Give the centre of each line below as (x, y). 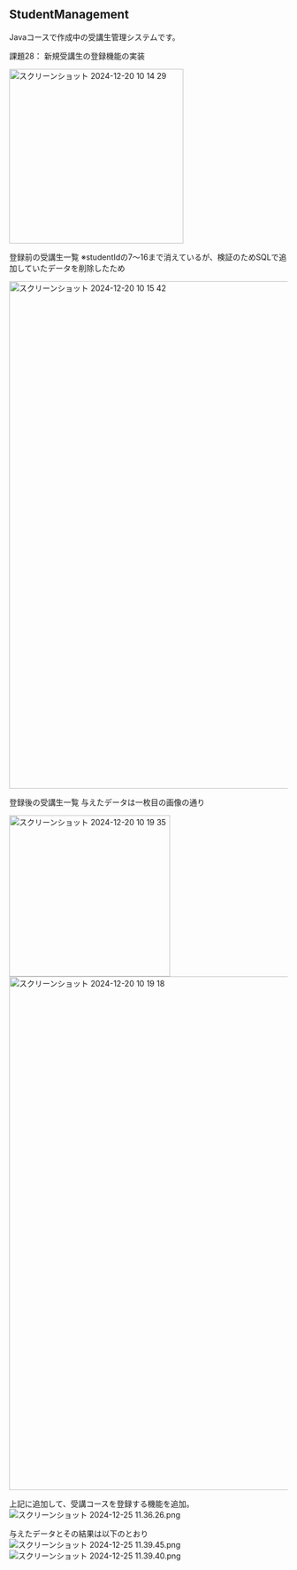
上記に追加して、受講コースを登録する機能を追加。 (102, 1504)
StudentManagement (69, 15)
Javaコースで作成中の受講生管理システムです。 (95, 37)
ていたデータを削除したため (75, 268)
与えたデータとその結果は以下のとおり (79, 1534)
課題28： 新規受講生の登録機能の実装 (77, 56)
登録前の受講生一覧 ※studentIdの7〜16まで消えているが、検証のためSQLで (144, 257)
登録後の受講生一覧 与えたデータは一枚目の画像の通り (107, 802)
